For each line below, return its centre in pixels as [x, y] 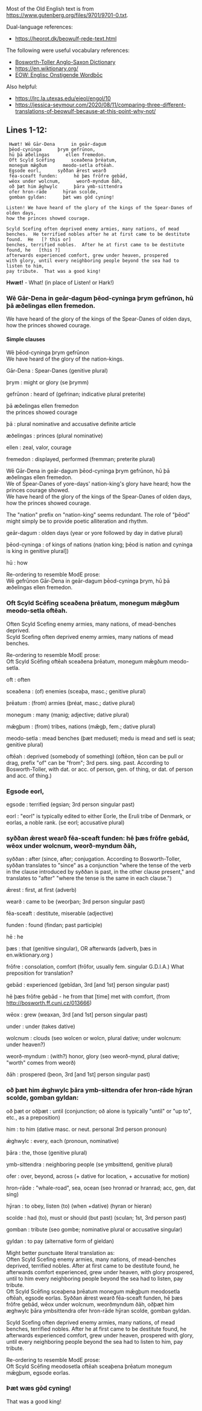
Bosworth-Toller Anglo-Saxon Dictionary [65, 62]
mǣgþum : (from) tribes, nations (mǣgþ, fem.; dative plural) [81, 726]
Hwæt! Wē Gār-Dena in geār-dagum [58, 144]
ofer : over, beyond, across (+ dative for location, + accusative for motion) [98, 1176]
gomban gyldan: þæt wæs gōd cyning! [62, 197]
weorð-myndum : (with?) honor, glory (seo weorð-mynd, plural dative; [93, 1056]
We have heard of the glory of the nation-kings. [65, 359]
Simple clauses [26, 339]
